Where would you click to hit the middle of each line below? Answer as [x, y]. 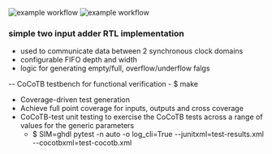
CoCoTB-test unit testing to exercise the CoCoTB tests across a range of [141, 117]
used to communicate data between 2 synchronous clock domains [132, 51]
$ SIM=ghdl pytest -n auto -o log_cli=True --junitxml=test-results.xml [148, 135]
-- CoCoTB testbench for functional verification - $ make [104, 84]
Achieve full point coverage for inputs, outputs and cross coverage [132, 109]
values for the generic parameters [77, 126]
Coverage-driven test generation [75, 100]
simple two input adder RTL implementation [96, 33]
